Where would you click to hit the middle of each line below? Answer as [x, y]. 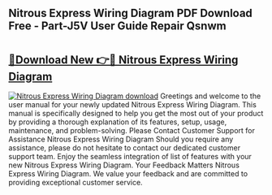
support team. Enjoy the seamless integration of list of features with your [130, 156]
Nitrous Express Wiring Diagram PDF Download [131, 13]
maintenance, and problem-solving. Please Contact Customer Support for [132, 130]
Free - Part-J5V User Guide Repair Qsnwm [117, 26]
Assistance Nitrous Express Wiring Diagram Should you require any [121, 139]
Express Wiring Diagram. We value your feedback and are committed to [128, 173]
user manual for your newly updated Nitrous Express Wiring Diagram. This [133, 104]
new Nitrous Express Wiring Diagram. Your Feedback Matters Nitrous [124, 165]
